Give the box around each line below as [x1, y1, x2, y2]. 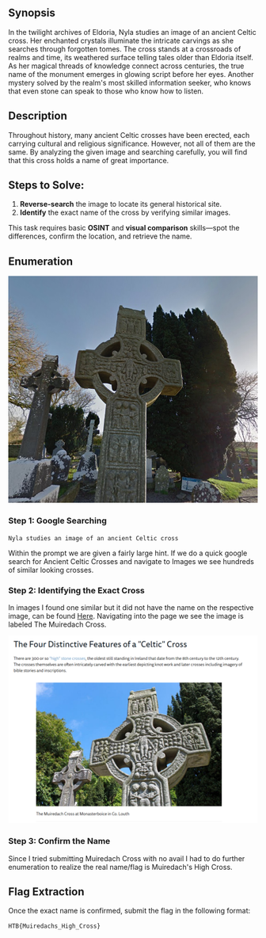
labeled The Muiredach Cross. [8, 620, 107, 629]
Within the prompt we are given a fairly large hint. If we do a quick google [8, 548, 248, 558]
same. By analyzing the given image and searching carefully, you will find [8, 147, 248, 157]
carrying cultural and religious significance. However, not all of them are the [8, 139, 256, 148]
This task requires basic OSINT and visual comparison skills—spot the [8, 223, 240, 233]
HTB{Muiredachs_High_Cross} [8, 922, 101, 930]
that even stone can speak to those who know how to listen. [8, 86, 204, 96]
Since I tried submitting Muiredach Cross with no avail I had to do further [8, 853, 245, 863]
